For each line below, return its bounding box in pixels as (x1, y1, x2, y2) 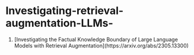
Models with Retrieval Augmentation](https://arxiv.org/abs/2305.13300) (14, 42, 189, 49)
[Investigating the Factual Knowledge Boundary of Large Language (14, 36, 179, 43)
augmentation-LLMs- (5, 16, 113, 30)
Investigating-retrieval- (5, 4, 124, 18)
